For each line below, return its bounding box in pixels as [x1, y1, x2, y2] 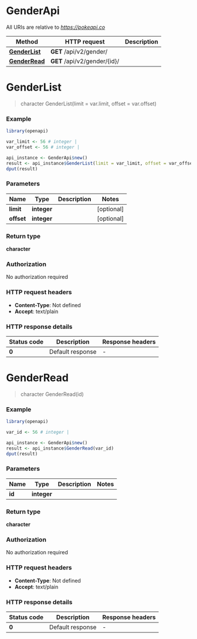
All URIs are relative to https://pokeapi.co [6, 24, 106, 31]
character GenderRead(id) [20, 390, 84, 398]
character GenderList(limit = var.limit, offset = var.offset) [20, 100, 157, 107]
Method [15, 37, 38, 45]
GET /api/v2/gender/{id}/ [50, 57, 120, 65]
